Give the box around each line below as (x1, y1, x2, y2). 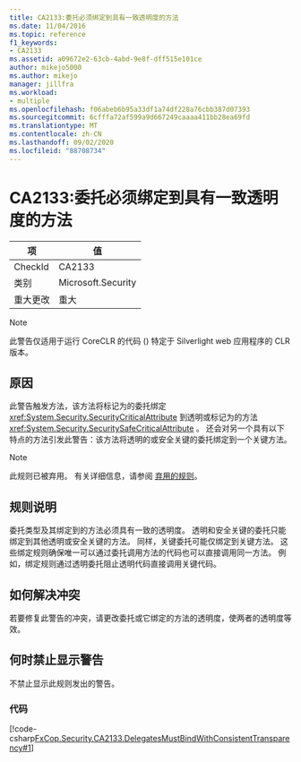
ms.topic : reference (9, 30, 87, 39)
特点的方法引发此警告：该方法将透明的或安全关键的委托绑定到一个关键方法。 (9, 434, 292, 445)
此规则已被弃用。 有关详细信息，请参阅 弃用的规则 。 (9, 471, 202, 482)
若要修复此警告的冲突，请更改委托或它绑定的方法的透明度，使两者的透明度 (9, 612, 284, 623)
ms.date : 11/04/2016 (9, 21, 87, 30)
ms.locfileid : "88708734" (9, 146, 106, 155)
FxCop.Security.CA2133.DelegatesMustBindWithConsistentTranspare (34, 733, 290, 744)
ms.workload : (9, 88, 58, 97)
